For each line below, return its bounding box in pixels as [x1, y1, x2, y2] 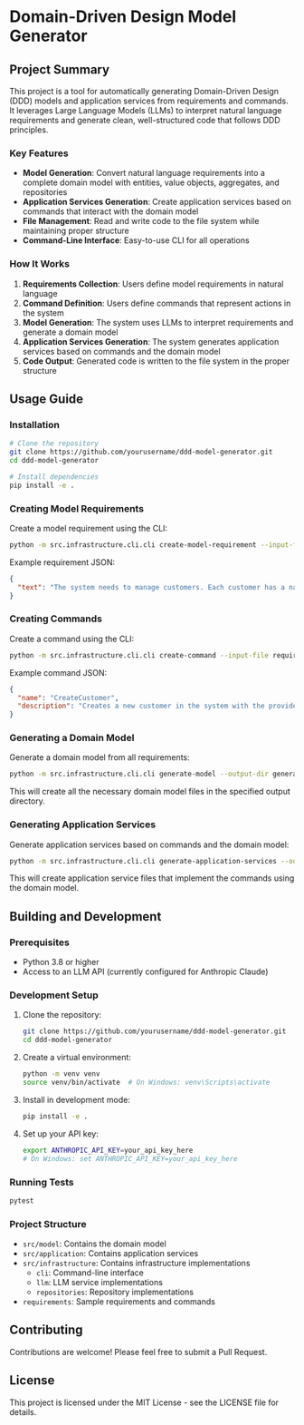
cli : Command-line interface [35, 1267, 145, 1278]
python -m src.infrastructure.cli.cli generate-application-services [9, 856, 278, 865]
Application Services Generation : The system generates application [22, 336, 280, 346]
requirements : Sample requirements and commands [22, 1296, 215, 1307]
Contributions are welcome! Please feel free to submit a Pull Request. [9, 1346, 268, 1357]
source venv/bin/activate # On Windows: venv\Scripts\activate [22, 1078, 271, 1088]
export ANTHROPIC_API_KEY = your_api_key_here [22, 1146, 194, 1155]
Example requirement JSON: [9, 556, 116, 568]
